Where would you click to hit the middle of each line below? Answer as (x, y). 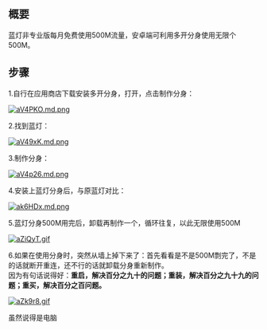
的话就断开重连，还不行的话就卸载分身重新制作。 (88, 265)
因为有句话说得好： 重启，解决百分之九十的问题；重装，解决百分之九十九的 (130, 275)
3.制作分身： (29, 158)
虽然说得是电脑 (33, 317)
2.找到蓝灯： (29, 125)
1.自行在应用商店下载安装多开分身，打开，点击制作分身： (101, 93)
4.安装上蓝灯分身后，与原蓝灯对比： (67, 191)
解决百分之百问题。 (74, 285)
